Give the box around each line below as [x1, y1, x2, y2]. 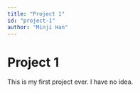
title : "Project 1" [7, 10, 65, 18]
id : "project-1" [7, 17, 55, 24]
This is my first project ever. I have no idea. [7, 77, 134, 86]
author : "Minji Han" [7, 23, 69, 31]
